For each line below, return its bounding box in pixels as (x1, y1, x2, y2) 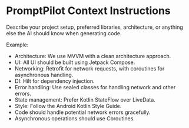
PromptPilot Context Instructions (6, 4, 171, 18)
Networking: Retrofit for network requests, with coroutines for (14, 65, 165, 72)
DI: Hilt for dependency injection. (14, 78, 95, 85)
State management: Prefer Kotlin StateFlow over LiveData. (14, 96, 156, 103)
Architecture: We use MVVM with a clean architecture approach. (14, 52, 171, 59)
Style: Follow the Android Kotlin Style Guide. (14, 102, 122, 109)
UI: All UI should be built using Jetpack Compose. (14, 59, 135, 66)
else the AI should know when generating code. (6, 29, 122, 36)
